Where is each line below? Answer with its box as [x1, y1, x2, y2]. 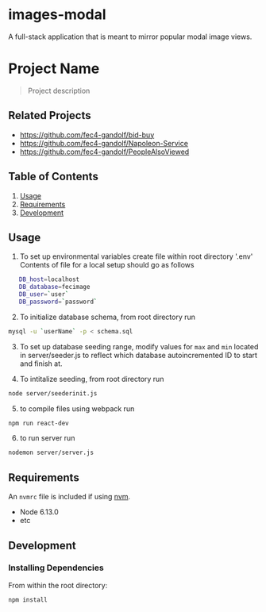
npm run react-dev [8, 419, 69, 427]
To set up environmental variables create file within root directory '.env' [19, 252, 253, 261]
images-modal [8, 6, 106, 24]
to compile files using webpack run [19, 403, 135, 414]
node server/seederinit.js [8, 389, 98, 398]
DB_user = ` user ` [18, 291, 69, 298]
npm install [8, 595, 48, 604]
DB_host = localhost [18, 275, 80, 283]
